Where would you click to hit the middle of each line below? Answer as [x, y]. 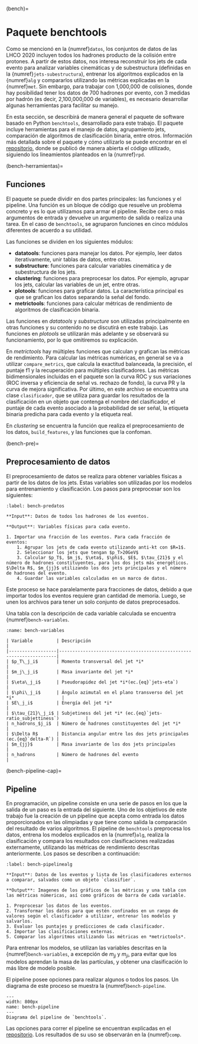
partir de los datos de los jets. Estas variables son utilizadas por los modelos [99, 482]
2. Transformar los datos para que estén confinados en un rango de [92, 911]
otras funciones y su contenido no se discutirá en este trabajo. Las [87, 327]
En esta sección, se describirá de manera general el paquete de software [95, 116]
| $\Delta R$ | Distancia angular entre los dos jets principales [98, 734]
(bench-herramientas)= [35, 166]
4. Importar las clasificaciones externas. [61, 932]
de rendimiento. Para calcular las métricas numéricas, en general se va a [95, 358]
